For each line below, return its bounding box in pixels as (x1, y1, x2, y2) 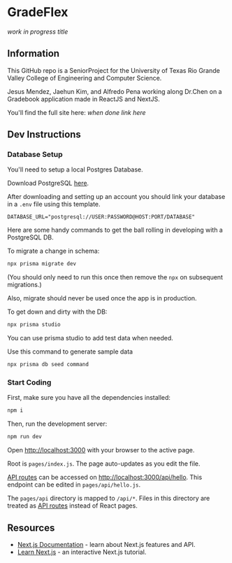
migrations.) (7, 281, 42, 289)
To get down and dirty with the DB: (7, 307, 108, 316)
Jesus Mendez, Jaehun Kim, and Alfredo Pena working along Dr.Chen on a (7, 87, 222, 95)
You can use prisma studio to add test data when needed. (7, 334, 173, 342)
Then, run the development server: (7, 419, 108, 428)
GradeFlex (7, 4, 68, 20)
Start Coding (7, 377, 52, 387)
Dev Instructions (7, 129, 82, 141)
